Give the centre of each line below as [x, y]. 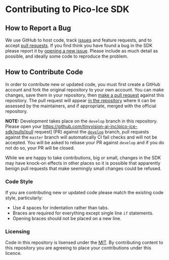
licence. [13, 253]
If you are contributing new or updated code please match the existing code [84, 193]
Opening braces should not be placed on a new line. [67, 219]
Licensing [18, 232]
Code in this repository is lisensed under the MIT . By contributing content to [84, 243]
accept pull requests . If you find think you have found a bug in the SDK [79, 46]
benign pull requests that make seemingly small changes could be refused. [83, 168]
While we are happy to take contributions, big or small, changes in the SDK [83, 157]
